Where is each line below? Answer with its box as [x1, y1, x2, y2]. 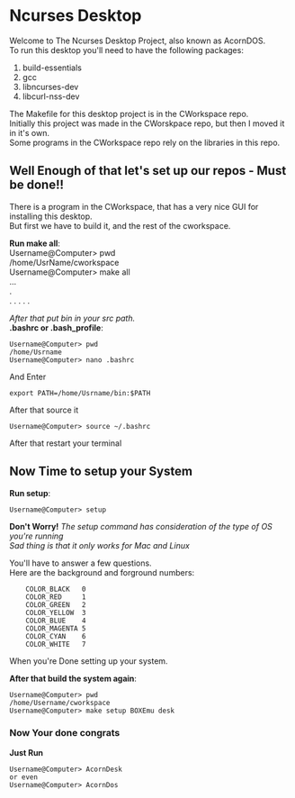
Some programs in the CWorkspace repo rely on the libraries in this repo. [9, 137, 281, 148]
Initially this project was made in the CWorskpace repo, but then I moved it [9, 118, 285, 129]
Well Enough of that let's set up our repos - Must [9, 163, 287, 178]
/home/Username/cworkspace [9, 698, 111, 707]
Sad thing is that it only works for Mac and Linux [9, 540, 191, 550]
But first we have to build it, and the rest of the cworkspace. [9, 220, 231, 231]
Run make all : [9, 238, 61, 249]
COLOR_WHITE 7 [25, 639, 87, 648]
